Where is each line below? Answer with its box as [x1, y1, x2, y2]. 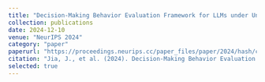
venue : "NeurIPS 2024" [8, 33, 83, 41]
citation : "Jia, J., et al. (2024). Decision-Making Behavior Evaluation [8, 55, 256, 63]
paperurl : [8, 48, 41, 55]
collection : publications [8, 19, 93, 27]
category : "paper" [8, 41, 69, 48]
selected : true [8, 62, 58, 70]
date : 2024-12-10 [8, 26, 65, 34]
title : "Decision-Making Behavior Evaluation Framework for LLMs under [8, 11, 248, 20]
